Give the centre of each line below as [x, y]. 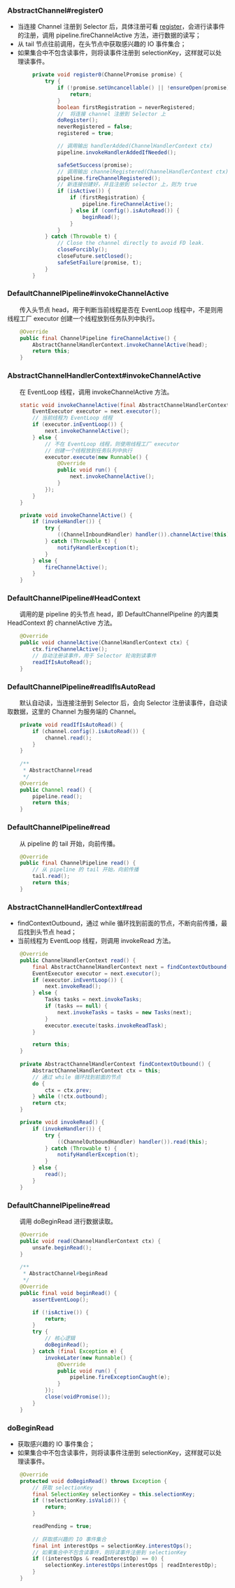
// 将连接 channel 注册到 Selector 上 [112, 114]
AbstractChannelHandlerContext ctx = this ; [97, 1070]
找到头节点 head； [50, 932]
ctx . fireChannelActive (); [70, 649]
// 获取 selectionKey [63, 1488]
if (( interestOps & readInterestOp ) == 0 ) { [98, 1559]
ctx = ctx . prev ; [68, 1090]
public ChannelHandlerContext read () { [78, 960]
